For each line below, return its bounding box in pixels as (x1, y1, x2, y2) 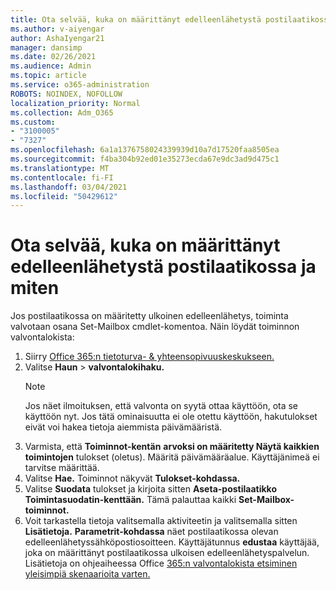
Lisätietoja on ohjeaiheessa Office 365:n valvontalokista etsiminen (24, 557, 298, 570)
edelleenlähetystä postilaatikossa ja (10, 256, 317, 278)
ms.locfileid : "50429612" (10, 191, 118, 201)
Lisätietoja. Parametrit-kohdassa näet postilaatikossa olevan (24, 526, 279, 538)
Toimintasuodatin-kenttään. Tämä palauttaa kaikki (24, 494, 237, 506)
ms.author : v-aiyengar (10, 24, 105, 34)
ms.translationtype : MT (10, 163, 110, 173)
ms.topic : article (10, 71, 87, 81)
